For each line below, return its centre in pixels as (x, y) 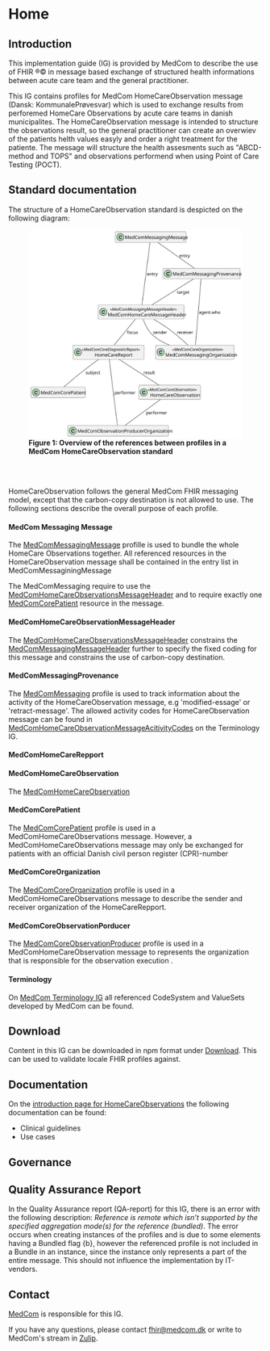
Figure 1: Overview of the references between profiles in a (128, 443)
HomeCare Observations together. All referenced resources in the (118, 553)
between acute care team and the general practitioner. (99, 80)
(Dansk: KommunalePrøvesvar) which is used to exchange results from (126, 105)
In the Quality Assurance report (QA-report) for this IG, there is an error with (134, 1209)
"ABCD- (249, 147)
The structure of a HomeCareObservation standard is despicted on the (126, 209)
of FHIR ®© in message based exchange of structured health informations (132, 72)
